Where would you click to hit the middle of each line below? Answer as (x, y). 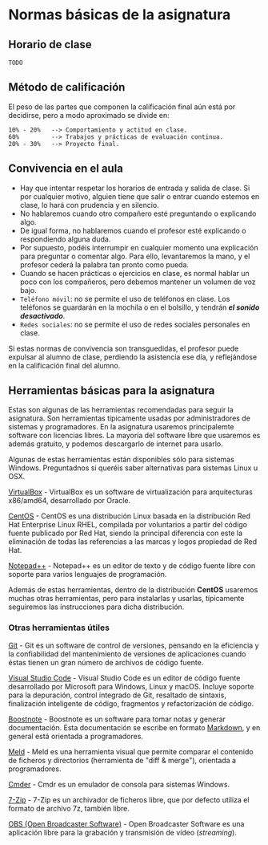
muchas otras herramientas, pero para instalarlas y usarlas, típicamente (126, 599)
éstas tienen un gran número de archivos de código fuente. (106, 662)
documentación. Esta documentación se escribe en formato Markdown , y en (134, 727)
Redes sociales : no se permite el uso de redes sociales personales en (135, 324)
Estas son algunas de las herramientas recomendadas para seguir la (121, 410)
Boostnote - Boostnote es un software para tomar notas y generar (117, 719)
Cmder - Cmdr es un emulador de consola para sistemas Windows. (119, 784)
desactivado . (42, 315)
